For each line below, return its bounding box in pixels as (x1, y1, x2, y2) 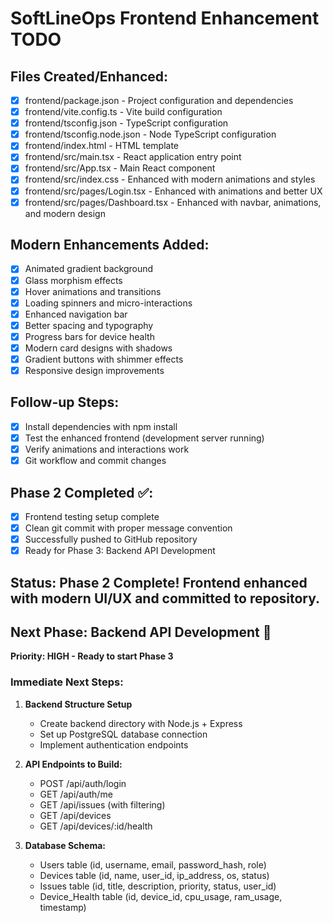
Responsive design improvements (24, 365, 165, 376)
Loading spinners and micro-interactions (24, 297, 193, 309)
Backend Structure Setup (24, 698, 133, 710)
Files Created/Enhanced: (10, 68, 169, 85)
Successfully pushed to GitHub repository (24, 533, 198, 546)
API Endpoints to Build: (24, 758, 123, 770)
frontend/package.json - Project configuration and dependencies (24, 95, 294, 106)
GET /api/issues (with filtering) (39, 798, 166, 811)
